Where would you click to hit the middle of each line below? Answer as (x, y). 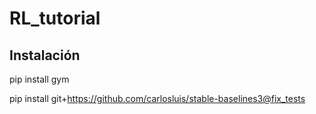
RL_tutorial (55, 18)
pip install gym (39, 79)
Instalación (45, 55)
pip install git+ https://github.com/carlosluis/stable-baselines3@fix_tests (157, 98)
